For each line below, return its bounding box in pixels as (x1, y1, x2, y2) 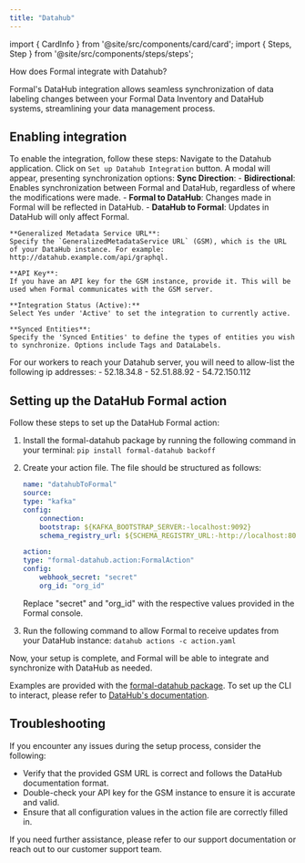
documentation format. (22, 777, 109, 788)
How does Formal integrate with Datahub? (9, 66, 168, 77)
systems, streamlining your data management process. (9, 102, 216, 114)
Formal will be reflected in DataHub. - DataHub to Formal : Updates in (9, 202, 269, 213)
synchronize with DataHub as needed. (9, 662, 153, 673)
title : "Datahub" (9, 13, 76, 23)
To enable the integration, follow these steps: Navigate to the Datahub (9, 153, 271, 164)
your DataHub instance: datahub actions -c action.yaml (22, 635, 237, 646)
